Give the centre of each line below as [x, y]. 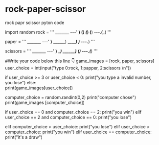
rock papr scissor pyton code [35, 23]
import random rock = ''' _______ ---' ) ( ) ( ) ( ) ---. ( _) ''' [58, 32]
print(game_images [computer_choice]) [45, 102]
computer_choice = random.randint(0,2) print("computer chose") [70, 97]
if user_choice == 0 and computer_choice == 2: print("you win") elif [73, 112]
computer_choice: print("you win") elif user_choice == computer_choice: [78, 132]
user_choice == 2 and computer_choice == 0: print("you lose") [68, 117]
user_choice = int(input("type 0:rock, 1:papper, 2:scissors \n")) [68, 68]
